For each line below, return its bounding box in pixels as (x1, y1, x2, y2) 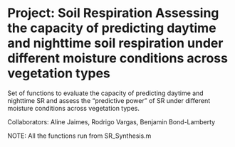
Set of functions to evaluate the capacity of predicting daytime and (7, 89, 204, 97)
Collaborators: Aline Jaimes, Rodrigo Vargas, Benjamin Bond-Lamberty (7, 117, 216, 126)
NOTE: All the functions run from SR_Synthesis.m (7, 131, 152, 140)
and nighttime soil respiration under (7, 36, 224, 51)
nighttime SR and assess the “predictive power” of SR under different (7, 96, 211, 104)
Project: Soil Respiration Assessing (7, 5, 219, 21)
